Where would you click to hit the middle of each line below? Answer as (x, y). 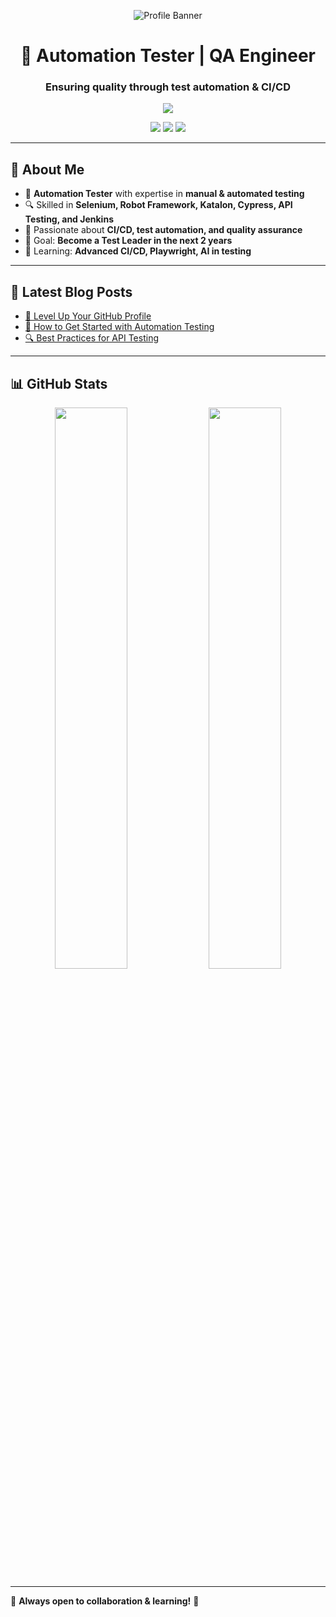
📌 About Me (47, 169)
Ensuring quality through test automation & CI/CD (168, 87)
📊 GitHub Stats (59, 383)
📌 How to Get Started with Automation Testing (119, 327)
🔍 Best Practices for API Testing (91, 338)
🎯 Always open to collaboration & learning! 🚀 (105, 1601)
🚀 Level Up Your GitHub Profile (88, 316)
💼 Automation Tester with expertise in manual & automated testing (164, 194)
